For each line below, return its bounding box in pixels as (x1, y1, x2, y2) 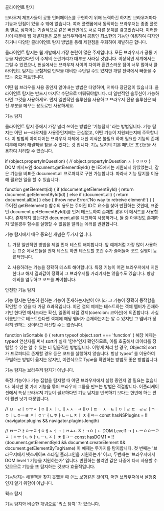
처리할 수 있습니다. (18, 148, 54, 154)
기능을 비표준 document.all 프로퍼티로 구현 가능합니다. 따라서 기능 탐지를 (10, 171, 150, 176)
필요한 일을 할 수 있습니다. (10, 177, 60, 182)
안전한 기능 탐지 (5, 287, 36, 292)
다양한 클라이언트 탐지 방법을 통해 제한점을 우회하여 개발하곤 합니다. (18, 39, 148, 45)
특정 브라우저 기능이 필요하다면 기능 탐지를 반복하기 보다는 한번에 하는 (18, 390, 152, 395)
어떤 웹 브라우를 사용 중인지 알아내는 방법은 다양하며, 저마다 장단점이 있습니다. (5, 85, 154, 90)
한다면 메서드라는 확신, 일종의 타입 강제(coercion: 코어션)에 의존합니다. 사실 (14, 310, 159, 315)
